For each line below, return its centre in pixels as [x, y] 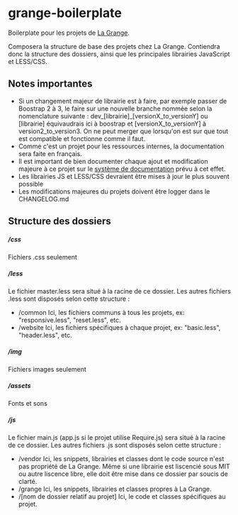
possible [31, 184]
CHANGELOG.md [44, 199]
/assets [19, 385]
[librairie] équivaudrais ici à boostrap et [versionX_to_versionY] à [112, 123]
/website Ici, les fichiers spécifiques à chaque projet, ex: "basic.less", [119, 328]
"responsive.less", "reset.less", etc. [69, 320]
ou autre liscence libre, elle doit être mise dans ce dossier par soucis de [123, 474]
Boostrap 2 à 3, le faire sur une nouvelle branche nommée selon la [115, 109]
